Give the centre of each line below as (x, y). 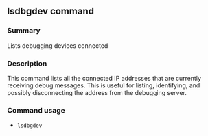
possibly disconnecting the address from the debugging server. (97, 92)
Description (27, 63)
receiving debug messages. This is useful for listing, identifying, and (104, 85)
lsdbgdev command (51, 11)
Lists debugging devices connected (58, 45)
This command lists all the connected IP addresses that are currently (104, 78)
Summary (24, 31)
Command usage (36, 110)
